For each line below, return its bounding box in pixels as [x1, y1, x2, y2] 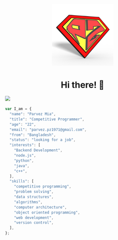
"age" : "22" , [9, 122, 36, 127]
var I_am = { [5, 107, 32, 111]
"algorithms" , [14, 199, 43, 205]
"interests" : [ [9, 143, 41, 148]
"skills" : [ [9, 179, 34, 184]
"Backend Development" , [14, 148, 63, 153]
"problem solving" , [14, 189, 54, 194]
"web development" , [14, 215, 54, 220]
